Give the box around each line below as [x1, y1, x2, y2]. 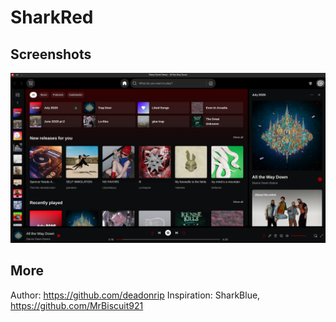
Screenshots [10, 46, 92, 63]
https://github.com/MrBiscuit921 [10, 299, 144, 311]
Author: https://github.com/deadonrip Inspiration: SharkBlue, [10, 289, 261, 301]
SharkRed [10, 6, 94, 29]
